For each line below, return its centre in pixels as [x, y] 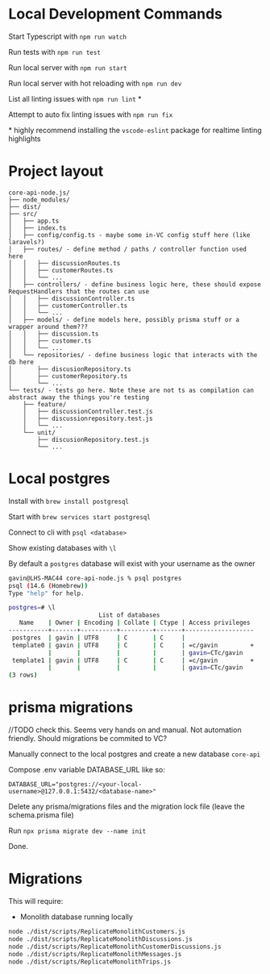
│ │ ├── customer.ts [50, 341]
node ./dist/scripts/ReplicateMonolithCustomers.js [97, 932]
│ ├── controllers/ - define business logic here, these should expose [135, 284]
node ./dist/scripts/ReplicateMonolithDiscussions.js [101, 939]
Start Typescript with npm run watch [68, 36]
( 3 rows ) [23, 675]
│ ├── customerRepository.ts [68, 376]
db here [21, 362]
